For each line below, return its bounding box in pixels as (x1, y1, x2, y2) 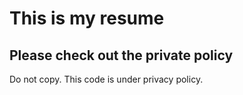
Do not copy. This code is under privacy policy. (9, 73, 204, 85)
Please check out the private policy (9, 47, 234, 64)
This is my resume (9, 7, 165, 30)
